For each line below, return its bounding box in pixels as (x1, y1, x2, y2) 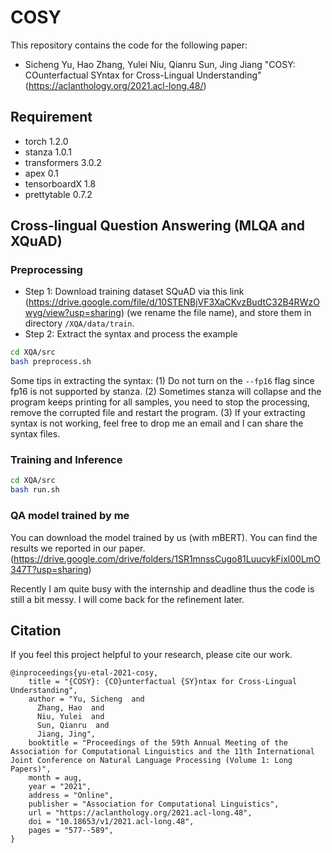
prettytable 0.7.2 (24, 188, 93, 200)
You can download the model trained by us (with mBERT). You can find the (10, 531, 318, 543)
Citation (10, 622, 62, 639)
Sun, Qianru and (36, 721, 110, 731)
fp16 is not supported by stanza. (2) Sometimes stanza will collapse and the (10, 386, 322, 398)
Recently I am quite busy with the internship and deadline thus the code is (10, 582, 315, 595)
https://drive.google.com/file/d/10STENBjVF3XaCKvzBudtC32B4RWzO (28, 296, 320, 308)
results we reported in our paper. (10, 542, 146, 554)
